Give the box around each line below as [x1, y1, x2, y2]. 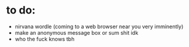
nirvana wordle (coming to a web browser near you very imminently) [14, 23, 184, 30]
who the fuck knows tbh [14, 35, 75, 42]
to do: [6, 4, 36, 17]
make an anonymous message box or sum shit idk [14, 29, 139, 36]
